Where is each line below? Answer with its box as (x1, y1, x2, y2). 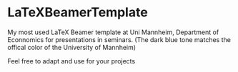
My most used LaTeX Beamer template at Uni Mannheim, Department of (7, 28, 219, 36)
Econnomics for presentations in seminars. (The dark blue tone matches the (7, 35, 231, 43)
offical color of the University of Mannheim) (7, 43, 137, 51)
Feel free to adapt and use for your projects (7, 56, 136, 65)
